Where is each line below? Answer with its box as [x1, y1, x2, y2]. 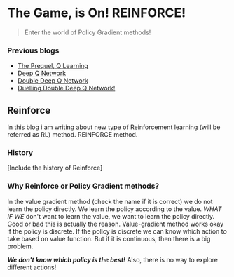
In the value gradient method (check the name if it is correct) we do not [7, 197, 213, 205]
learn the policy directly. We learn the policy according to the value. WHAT [7, 205, 222, 213]
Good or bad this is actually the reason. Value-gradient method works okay [7, 219, 224, 228]
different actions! [7, 263, 57, 271]
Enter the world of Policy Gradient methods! [24, 28, 151, 36]
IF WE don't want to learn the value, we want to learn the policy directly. [7, 212, 215, 220]
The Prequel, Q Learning [17, 62, 89, 70]
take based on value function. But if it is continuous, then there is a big [7, 234, 211, 243]
